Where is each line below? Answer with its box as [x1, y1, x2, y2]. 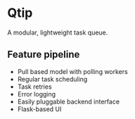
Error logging [17, 89, 56, 98]
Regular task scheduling [17, 75, 88, 83]
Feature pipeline [7, 49, 80, 61]
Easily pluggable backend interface [17, 97, 120, 106]
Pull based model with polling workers [17, 67, 128, 75]
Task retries [17, 82, 52, 91]
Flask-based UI [17, 104, 62, 113]
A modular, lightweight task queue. [7, 28, 108, 37]
